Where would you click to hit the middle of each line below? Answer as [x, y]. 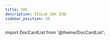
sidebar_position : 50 [28, 19]
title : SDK [16, 10]
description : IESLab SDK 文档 [36, 14]
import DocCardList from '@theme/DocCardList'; [55, 33]
